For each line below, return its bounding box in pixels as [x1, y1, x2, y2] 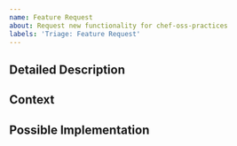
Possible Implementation [9, 122, 150, 137]
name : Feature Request [9, 12, 93, 22]
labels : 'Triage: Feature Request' [9, 29, 141, 38]
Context [9, 92, 55, 107]
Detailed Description [9, 62, 126, 77]
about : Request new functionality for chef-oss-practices [9, 21, 228, 30]
